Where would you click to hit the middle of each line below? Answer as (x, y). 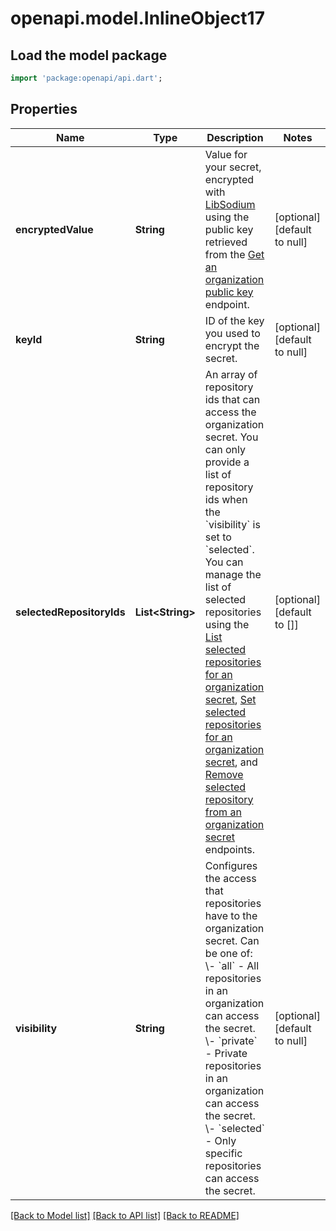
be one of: (228, 953)
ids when (226, 499)
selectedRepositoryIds (70, 612)
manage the (233, 574)
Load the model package (89, 55)
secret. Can (232, 940)
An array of (231, 374)
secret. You (231, 437)
